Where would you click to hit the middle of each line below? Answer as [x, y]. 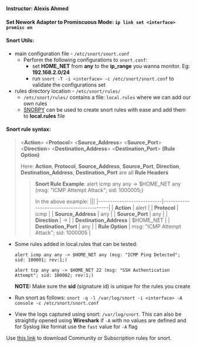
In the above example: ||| [65, 201]
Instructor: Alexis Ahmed [38, 9]
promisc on [19, 28]
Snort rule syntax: [28, 129]
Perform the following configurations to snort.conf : [85, 60]
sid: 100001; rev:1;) [41, 260]
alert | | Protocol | [157, 208]
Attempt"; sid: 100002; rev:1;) [54, 275]
